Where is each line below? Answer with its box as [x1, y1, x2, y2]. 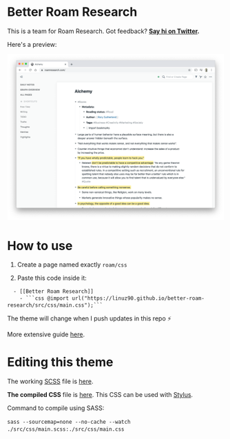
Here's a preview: [7, 40, 57, 48]
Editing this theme [7, 354, 114, 370]
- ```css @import [19, 295, 70, 302]
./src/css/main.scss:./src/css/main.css [7, 426, 125, 433]
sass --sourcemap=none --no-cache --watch [7, 418, 131, 426]
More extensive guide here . [7, 330, 85, 338]
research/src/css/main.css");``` [7, 302, 103, 309]
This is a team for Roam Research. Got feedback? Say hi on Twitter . [7, 27, 200, 35]
